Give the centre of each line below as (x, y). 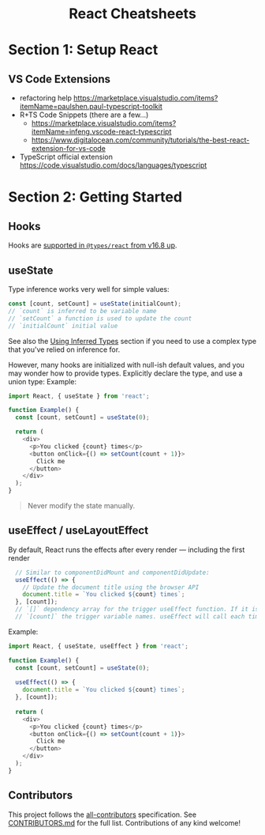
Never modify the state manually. (81, 506)
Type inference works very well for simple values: (89, 289)
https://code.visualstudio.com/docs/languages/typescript (113, 165)
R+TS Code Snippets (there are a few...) (84, 115)
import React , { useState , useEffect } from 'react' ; (99, 646)
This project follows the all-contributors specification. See (103, 814)
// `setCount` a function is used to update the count (100, 318)
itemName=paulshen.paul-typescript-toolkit (91, 107)
